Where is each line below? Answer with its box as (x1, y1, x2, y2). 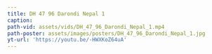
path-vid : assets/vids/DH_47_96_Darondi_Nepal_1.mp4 (7, 23, 165, 30)
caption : (7, 17, 33, 24)
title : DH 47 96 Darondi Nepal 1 (7, 10, 105, 18)
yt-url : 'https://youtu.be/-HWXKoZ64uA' (7, 36, 128, 43)
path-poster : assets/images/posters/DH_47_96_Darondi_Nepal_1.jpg (7, 29, 206, 37)
